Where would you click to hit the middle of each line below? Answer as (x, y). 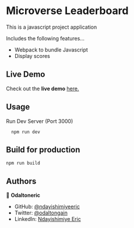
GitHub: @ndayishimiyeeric (47, 207)
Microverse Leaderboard (67, 11)
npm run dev (26, 132)
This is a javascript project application (52, 27)
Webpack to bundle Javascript (51, 50)
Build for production (43, 150)
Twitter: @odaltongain (41, 213)
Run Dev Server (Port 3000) (40, 121)
